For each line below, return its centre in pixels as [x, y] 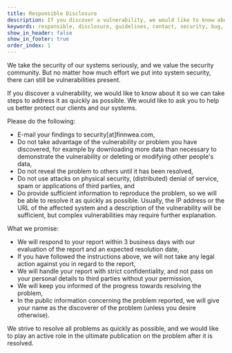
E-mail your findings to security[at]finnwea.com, [86, 134]
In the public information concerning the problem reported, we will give [118, 300]
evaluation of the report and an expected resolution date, [98, 249]
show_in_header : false [40, 33]
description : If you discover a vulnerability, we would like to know [111, 20]
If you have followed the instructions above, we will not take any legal [116, 256]
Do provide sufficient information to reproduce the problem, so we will [117, 193]
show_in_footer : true [38, 39]
